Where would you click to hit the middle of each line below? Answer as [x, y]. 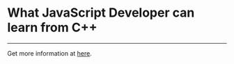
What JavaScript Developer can [101, 13]
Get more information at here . [50, 53]
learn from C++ [52, 27]
